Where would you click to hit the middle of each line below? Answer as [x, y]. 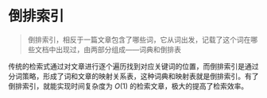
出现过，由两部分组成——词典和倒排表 [118, 49]
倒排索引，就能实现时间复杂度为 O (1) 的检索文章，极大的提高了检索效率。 [128, 86]
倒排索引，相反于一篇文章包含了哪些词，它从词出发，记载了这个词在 [139, 40]
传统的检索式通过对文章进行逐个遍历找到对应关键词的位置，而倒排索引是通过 [133, 66]
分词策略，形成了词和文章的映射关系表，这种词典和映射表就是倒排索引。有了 [133, 76]
